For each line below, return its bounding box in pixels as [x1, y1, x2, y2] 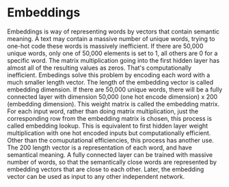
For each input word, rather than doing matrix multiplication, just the [7, 107, 199, 115]
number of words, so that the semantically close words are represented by [7, 158, 217, 166]
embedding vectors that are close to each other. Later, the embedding [7, 165, 204, 173]
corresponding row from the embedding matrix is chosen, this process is [7, 114, 212, 122]
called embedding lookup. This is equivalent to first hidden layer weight [7, 121, 208, 130]
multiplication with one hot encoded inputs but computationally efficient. [7, 128, 211, 137]
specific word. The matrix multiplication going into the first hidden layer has [7, 56, 220, 64]
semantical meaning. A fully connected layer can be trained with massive [7, 150, 213, 158]
